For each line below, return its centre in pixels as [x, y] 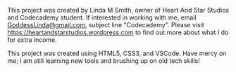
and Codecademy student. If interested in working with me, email [102, 17]
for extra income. [32, 40]
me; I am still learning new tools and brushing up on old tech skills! [104, 61]
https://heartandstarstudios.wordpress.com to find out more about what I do [118, 32]
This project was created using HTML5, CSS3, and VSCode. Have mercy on [117, 53]
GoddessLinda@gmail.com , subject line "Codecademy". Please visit [106, 25]
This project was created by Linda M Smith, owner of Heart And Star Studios [118, 10]
